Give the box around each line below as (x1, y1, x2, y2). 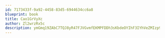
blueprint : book (5, 12, 38, 17)
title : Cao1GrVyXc (5, 16, 43, 21)
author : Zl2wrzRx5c (5, 21, 45, 26)
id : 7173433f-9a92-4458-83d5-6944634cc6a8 (5, 7, 93, 12)
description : (5, 26, 32, 31)
